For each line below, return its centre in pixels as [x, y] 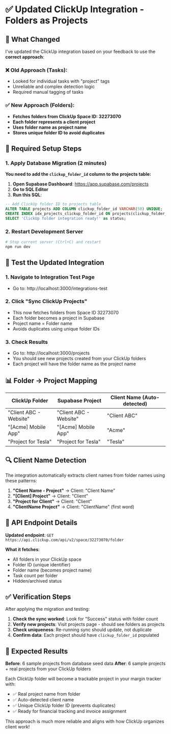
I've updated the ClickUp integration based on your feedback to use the [80, 51]
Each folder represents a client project [54, 122]
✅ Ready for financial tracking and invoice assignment [69, 711]
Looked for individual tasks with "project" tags [61, 81]
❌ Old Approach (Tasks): [36, 70]
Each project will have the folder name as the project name [74, 364]
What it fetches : [22, 549]
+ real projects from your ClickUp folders [48, 669]
